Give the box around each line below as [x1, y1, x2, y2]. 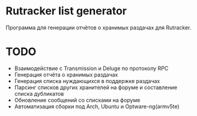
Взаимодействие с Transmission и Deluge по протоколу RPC [14, 65, 169, 72]
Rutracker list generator [5, 4, 127, 18]
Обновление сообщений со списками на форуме [14, 96, 141, 103]
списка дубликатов [14, 90, 64, 97]
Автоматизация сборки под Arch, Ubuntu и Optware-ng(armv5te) [14, 103, 180, 110]
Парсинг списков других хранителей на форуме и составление [14, 84, 178, 91]
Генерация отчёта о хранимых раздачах [14, 71, 118, 78]
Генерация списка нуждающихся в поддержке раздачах [14, 77, 160, 84]
